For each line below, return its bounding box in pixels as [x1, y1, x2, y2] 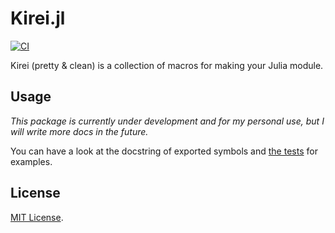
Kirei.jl [10, 7, 66, 30]
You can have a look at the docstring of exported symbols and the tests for [10, 145, 318, 157]
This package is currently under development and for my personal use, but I [10, 115, 325, 127]
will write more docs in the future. [10, 125, 149, 137]
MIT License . [10, 211, 64, 223]
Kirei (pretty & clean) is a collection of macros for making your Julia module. [10, 59, 324, 71]
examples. [10, 155, 53, 167]
